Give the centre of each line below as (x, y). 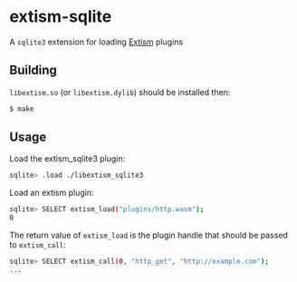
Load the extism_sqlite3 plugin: (67, 159)
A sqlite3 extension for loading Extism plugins (96, 42)
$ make (22, 109)
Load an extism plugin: (52, 193)
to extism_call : (38, 245)
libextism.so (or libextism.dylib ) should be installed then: (120, 92)
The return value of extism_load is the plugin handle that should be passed (148, 235)
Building (33, 70)
